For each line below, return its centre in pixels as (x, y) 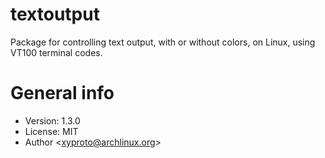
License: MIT (51, 131)
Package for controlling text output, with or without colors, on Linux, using (163, 42)
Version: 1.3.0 (52, 120)
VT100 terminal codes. (56, 52)
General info (62, 93)
